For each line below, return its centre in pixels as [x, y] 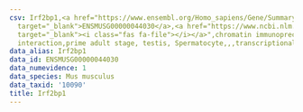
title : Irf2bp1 [38, 93]
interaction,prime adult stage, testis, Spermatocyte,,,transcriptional [157, 43]
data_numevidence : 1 [48, 69]
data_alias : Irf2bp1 [48, 51]
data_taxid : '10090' [48, 85]
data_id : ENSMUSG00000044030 [64, 60]
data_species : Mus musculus [62, 77]
